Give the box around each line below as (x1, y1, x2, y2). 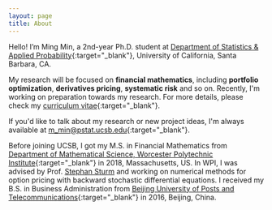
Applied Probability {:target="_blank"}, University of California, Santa (8, 50, 237, 60)
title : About (8, 19, 53, 28)
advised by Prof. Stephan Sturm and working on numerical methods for (8, 166, 247, 176)
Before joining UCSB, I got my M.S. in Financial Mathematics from (8, 140, 227, 150)
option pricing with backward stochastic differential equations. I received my (8, 175, 265, 185)
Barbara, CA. (8, 58, 51, 69)
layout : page (8, 11, 53, 20)
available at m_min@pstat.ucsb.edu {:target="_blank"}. (8, 125, 191, 135)
